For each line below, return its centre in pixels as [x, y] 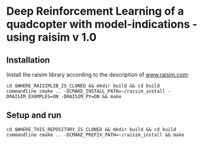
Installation [28, 60]
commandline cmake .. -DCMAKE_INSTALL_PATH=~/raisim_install [86, 91]
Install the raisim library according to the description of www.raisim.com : [98, 74]
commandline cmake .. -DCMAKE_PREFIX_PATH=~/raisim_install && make [95, 135]
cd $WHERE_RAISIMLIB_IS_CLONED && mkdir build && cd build [83, 86]
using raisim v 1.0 [51, 37]
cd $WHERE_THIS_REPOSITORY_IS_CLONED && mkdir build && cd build [91, 129]
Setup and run [34, 116]
